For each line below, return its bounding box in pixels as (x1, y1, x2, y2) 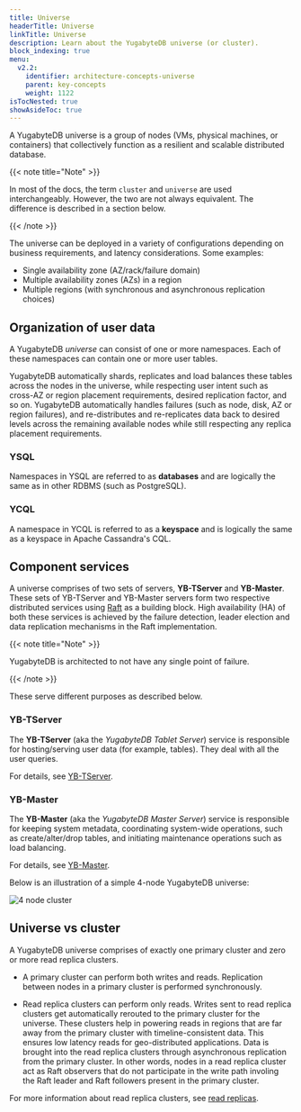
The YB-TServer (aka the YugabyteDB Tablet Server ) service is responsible (9, 734, 290, 745)
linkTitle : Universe (9, 30, 87, 39)
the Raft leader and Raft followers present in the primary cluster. (22, 1075, 260, 1086)
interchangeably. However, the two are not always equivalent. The (9, 194, 254, 204)
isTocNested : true (9, 96, 78, 106)
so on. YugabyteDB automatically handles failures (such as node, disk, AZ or (9, 400, 292, 411)
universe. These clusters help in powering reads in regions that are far (22, 1017, 283, 1028)
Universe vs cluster (9, 920, 121, 936)
